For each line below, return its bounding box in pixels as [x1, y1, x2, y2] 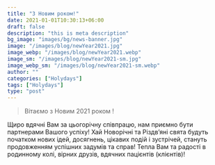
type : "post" [7, 88, 45, 95]
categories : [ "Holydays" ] [7, 74, 82, 82]
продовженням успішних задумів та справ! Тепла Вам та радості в [7, 143, 207, 151]
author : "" [7, 68, 39, 75]
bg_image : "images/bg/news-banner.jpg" [7, 36, 123, 43]
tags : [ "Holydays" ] [7, 81, 64, 88]
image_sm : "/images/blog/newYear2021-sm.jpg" [7, 56, 141, 63]
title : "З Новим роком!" [7, 10, 79, 17]
